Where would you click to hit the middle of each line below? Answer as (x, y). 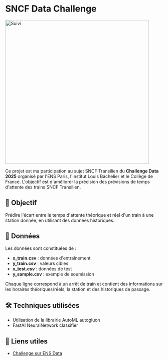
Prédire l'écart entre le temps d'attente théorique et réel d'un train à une (79, 215)
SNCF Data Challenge (51, 9)
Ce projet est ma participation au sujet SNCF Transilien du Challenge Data (82, 171)
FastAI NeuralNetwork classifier (45, 325)
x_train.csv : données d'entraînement (51, 258)
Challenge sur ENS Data (37, 353)
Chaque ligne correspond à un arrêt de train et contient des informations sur (84, 284)
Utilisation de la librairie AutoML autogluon (56, 320)
